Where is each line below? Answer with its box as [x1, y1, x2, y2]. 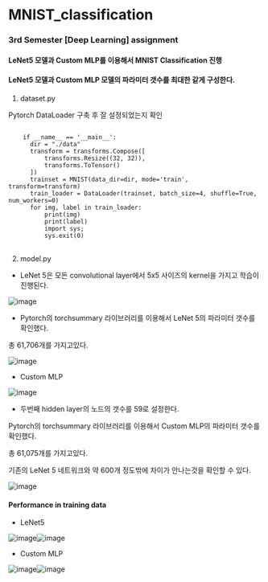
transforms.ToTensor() [43, 161, 121, 170]
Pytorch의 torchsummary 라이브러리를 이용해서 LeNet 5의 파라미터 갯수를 [19, 313, 256, 322]
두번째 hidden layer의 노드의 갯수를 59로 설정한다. [19, 404, 179, 413]
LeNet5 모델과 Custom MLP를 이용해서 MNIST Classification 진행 [8, 55, 223, 65]
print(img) [43, 211, 81, 219]
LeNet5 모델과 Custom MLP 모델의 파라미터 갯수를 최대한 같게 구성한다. [8, 75, 236, 85]
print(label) [43, 217, 89, 226]
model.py [19, 253, 52, 263]
